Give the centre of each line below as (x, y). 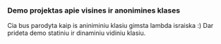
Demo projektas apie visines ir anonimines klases (94, 10)
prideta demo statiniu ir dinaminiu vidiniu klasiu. (77, 33)
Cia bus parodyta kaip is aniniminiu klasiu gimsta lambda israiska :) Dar (110, 26)
